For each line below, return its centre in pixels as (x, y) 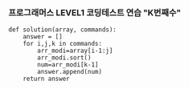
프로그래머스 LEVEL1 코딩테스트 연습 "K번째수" (95, 12)
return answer (46, 79)
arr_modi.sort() (64, 58)
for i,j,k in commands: (63, 44)
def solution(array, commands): (62, 30)
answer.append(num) (70, 72)
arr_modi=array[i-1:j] (75, 51)
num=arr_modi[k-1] (68, 65)
